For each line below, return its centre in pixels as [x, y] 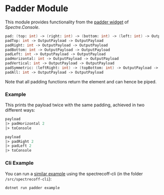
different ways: [20, 110]
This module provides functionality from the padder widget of [67, 22]
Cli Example [20, 163]
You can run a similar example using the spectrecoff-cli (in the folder [74, 174]
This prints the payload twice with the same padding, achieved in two [75, 105]
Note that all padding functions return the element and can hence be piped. [81, 81]
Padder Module [37, 9]
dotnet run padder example [32, 188]
